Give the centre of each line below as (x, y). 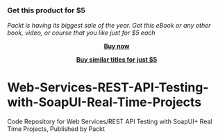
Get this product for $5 (46, 10)
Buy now (117, 46)
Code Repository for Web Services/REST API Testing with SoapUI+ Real (110, 122)
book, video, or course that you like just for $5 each (81, 33)
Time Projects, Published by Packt (56, 129)
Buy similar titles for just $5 (117, 60)
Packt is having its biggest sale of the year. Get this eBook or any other (109, 26)
